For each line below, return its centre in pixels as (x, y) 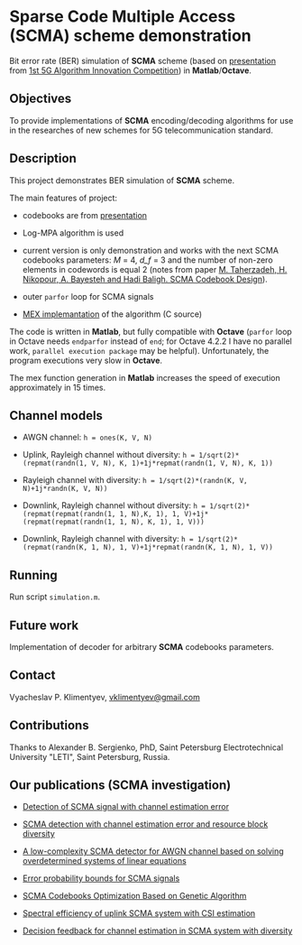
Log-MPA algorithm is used (73, 233)
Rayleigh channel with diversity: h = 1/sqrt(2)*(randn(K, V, (135, 480)
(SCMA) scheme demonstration (131, 36)
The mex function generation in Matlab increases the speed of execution (145, 377)
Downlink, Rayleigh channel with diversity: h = (108, 539)
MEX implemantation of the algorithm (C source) (112, 314)
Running (34, 575)
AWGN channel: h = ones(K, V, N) (87, 437)
